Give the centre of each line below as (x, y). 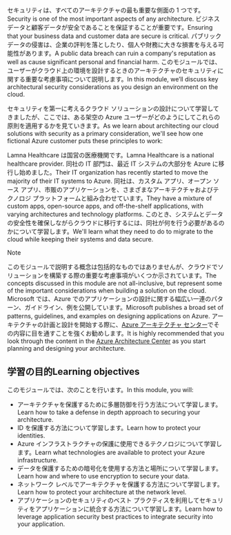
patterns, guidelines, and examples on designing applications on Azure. (109, 316)
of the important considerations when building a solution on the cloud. (107, 291)
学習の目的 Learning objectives (73, 372)
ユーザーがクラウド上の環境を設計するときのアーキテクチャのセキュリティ (112, 70)
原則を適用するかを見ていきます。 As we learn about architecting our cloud (113, 126)
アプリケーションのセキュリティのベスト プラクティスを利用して (108, 500)
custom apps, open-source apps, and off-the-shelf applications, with (105, 206)
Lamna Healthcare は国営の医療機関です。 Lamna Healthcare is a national (111, 155)
